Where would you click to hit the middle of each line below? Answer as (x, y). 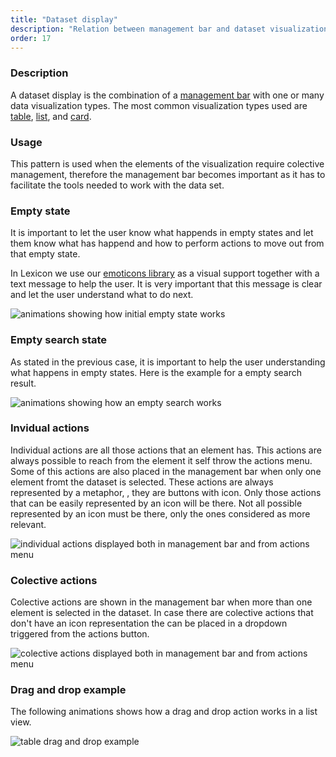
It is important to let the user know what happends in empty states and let (162, 233)
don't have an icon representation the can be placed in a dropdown (149, 623)
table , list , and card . (51, 116)
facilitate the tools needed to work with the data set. (117, 185)
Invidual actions (50, 428)
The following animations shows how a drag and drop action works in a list (164, 712)
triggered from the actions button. (80, 634)
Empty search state (59, 340)
